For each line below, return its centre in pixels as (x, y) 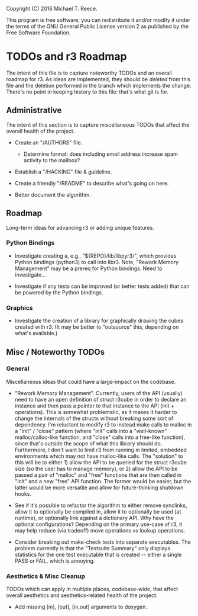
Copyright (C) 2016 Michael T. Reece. (52, 9)
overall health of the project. (40, 131)
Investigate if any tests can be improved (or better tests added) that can (102, 286)
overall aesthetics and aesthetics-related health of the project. (82, 595)
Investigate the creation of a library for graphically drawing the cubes (99, 321)
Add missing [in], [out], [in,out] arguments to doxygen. (81, 607)
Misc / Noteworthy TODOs (56, 352)
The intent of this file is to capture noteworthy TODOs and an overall (89, 73)
